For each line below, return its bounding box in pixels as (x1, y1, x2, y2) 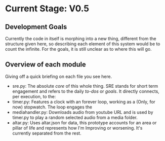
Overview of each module (5, 60, 86, 69)
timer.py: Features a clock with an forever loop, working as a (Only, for (12, 99, 156, 105)
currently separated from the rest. (12, 130, 82, 136)
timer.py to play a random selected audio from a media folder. (12, 114, 138, 120)
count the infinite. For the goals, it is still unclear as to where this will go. (5, 46, 152, 52)
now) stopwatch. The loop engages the (12, 104, 92, 110)
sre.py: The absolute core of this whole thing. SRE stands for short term (12, 83, 158, 89)
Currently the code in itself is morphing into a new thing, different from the (5, 35, 157, 41)
